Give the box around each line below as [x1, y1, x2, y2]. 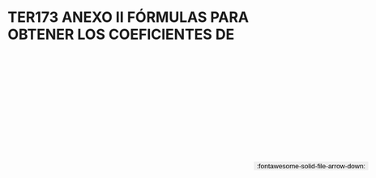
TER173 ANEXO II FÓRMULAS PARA [7, 8, 249, 27]
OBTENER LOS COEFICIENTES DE [7, 25, 235, 44]
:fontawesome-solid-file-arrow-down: [256, 162, 365, 170]
